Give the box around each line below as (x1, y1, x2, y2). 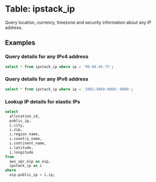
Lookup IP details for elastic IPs (5, 98, 80, 105)
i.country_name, (9, 136, 42, 141)
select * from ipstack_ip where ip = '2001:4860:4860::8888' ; (5, 86, 133, 92)
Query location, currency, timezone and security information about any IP (5, 19, 152, 25)
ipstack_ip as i (9, 164, 42, 168)
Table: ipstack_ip (5, 3, 75, 15)
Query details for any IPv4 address (5, 53, 89, 60)
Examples (5, 39, 35, 47)
